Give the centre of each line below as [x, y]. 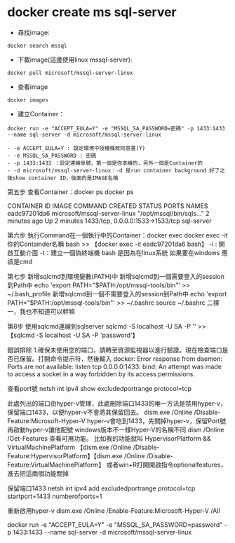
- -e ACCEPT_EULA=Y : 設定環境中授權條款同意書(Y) [76, 148]
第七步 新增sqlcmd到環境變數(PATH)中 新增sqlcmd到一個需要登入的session [116, 276]
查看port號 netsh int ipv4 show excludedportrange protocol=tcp [99, 388]
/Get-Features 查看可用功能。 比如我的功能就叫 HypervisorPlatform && [109, 438]
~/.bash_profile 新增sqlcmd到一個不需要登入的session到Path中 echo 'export [117, 294]
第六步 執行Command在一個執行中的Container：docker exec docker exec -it [117, 235]
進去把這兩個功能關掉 [38, 473]
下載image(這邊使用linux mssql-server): [75, 60]
